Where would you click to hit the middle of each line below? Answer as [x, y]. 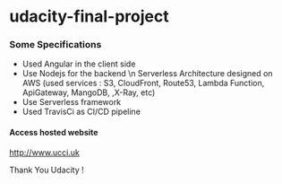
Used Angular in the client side [79, 64]
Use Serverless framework [72, 102]
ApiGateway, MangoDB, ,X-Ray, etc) [89, 92]
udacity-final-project [89, 17]
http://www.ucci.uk [45, 152]
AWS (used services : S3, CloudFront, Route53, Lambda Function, [143, 83]
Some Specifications [56, 45]
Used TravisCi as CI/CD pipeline [81, 112]
